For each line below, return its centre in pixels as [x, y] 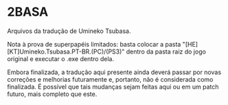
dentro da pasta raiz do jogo [166, 51]
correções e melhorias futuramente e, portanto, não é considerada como [110, 79]
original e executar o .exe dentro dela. [61, 58]
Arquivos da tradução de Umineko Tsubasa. [69, 31]
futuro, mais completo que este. [52, 94]
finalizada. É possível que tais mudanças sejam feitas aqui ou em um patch [113, 86]
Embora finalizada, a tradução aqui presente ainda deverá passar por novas [114, 72]
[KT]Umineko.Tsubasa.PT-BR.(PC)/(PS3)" [66, 51]
